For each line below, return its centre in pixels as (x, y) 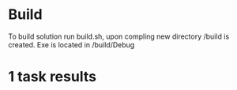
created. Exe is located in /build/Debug (71, 44)
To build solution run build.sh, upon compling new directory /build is (119, 36)
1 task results (53, 77)
